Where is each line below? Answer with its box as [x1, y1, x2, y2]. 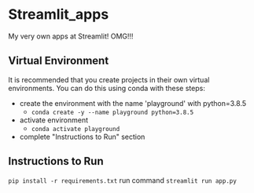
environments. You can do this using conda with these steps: [8, 83, 206, 93]
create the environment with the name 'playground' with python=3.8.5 [19, 98, 247, 107]
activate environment [19, 115, 89, 125]
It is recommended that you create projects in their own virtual [8, 75, 210, 84]
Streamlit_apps [8, 5, 109, 24]
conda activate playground [31, 125, 120, 133]
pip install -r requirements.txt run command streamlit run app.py [8, 175, 237, 185]
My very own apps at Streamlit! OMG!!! [8, 31, 134, 41]
